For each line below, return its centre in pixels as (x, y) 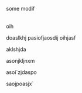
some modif (20, 9)
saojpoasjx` (20, 84)
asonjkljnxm (20, 61)
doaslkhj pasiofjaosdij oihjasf (41, 38)
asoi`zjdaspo (21, 72)
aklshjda (16, 49)
